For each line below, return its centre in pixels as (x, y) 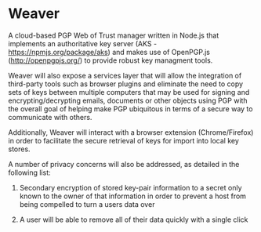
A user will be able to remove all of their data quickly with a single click (134, 219)
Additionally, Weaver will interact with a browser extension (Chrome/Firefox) (131, 132)
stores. (19, 149)
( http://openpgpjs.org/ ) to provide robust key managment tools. (111, 60)
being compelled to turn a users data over (87, 204)
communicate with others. (50, 117)
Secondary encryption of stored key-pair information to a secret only (130, 187)
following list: (29, 172)
